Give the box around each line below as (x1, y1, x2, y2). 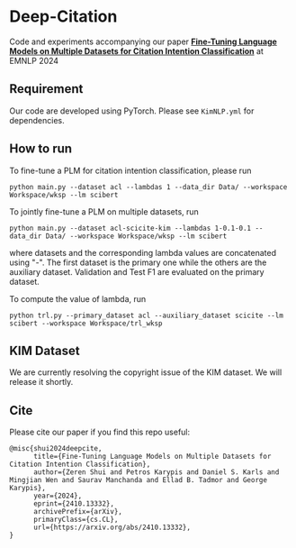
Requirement (9, 81, 84, 96)
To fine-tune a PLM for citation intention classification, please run (9, 165, 252, 176)
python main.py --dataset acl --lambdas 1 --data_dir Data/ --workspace (9, 182, 288, 191)
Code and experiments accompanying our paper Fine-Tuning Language (9, 36, 277, 47)
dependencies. (9, 114, 65, 125)
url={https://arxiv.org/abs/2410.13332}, (32, 523, 192, 533)
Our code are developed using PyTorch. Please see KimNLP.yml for (9, 105, 255, 116)
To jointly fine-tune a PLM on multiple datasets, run (9, 205, 200, 217)
